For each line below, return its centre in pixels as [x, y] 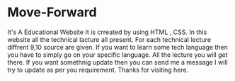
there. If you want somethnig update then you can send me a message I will [117, 62]
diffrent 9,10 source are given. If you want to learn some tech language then [117, 47]
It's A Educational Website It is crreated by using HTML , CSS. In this [107, 32]
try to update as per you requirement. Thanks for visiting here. [98, 70]
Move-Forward [52, 12]
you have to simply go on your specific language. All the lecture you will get [117, 55]
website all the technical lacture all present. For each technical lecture [109, 39]
